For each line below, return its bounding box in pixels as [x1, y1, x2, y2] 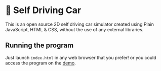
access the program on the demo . [5, 60, 76, 66]
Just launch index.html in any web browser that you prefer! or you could [5, 54, 156, 60]
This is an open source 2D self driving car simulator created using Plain [5, 21, 154, 27]
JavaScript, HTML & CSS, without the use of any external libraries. [5, 26, 144, 32]
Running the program [5, 41, 74, 50]
